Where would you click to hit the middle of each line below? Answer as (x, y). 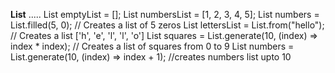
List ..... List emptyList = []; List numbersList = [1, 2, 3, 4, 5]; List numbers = (165, 14)
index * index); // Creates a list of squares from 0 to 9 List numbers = (152, 46)
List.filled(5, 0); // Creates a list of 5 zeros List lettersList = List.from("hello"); (167, 25)
